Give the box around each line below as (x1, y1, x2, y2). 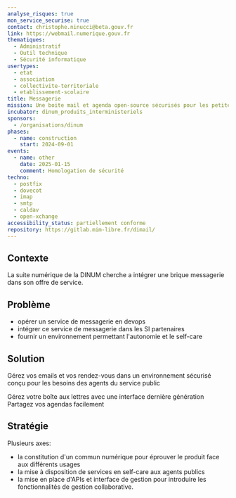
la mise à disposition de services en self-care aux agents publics (17, 467, 205, 475)
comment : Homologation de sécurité (20, 167, 124, 174)
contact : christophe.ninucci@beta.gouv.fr (7, 23, 133, 30)
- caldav (13, 207, 39, 214)
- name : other (13, 154, 55, 162)
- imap (13, 193, 33, 200)
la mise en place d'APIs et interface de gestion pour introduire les (17, 475, 206, 483)
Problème (7, 298, 51, 310)
